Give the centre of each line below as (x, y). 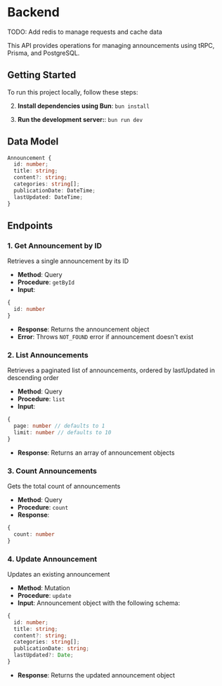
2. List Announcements (48, 355)
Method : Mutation (44, 588)
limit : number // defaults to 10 (63, 432)
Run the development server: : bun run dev (80, 119)
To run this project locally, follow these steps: (73, 92)
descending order (33, 378)
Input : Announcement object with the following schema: (99, 603)
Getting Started (42, 75)
